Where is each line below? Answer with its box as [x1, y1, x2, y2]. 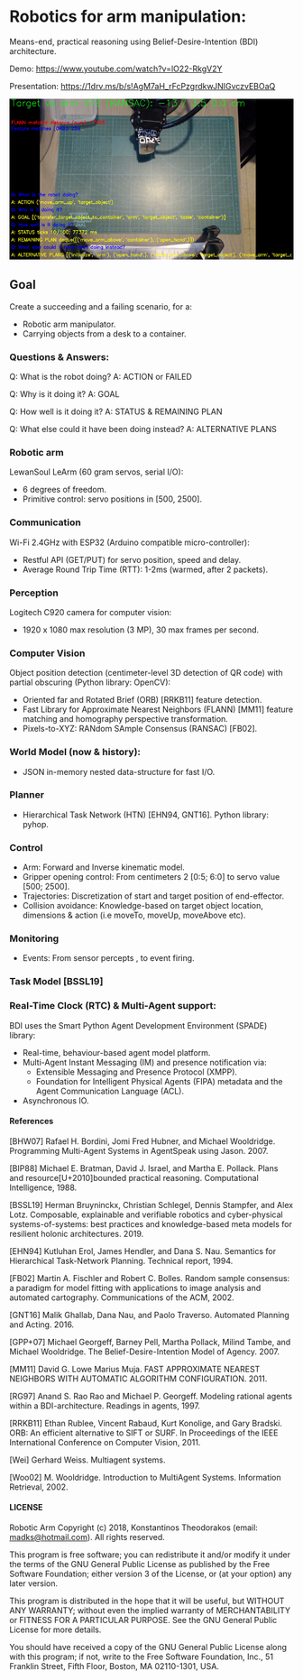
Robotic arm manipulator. [22, 318, 116, 329]
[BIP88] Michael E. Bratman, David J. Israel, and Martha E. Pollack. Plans [9, 1162, 279, 1174]
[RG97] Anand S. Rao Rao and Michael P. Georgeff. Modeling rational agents [9, 1390, 293, 1401]
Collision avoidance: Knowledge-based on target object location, [22, 900, 263, 911]
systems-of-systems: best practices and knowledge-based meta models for [9, 1218, 293, 1229]
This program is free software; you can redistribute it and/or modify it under [9, 1549, 291, 1560]
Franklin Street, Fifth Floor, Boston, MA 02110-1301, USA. [9, 1661, 219, 1672]
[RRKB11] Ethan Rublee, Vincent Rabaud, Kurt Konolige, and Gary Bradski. [9, 1417, 282, 1428]
